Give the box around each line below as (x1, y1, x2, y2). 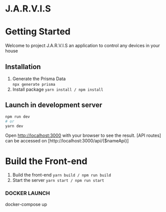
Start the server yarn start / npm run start (12, 177, 104, 183)
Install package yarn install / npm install (12, 86, 103, 92)
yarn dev (5, 123, 23, 128)
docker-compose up (5, 201, 47, 207)
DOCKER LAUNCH (5, 190, 50, 197)
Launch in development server (5, 101, 102, 109)
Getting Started (5, 26, 71, 38)
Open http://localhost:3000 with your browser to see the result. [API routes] (5, 132, 161, 138)
